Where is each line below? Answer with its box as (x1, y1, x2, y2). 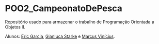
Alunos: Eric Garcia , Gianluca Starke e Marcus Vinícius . (5, 33, 115, 39)
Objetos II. (5, 24, 26, 29)
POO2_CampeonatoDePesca (5, 3, 123, 14)
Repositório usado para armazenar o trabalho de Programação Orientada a (5, 19, 154, 25)
